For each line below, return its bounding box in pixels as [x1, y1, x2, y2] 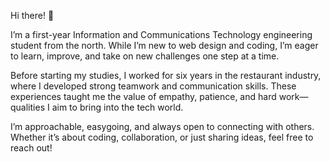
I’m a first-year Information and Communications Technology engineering [10, 29, 313, 40]
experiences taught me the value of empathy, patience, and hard [10, 91, 277, 102]
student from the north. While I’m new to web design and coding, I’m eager [10, 40, 319, 51]
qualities [10, 101, 46, 113]
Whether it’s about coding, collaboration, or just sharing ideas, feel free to [10, 131, 314, 143]
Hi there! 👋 [10, 10, 55, 21]
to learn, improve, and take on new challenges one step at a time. [10, 50, 280, 62]
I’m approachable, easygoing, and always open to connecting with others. [10, 121, 315, 132]
